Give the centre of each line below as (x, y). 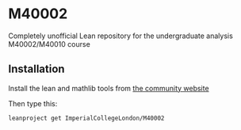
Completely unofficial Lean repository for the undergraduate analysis (121, 36)
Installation (36, 69)
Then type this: (33, 103)
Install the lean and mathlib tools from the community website (109, 88)
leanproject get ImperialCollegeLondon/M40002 (86, 118)
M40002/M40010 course (50, 44)
